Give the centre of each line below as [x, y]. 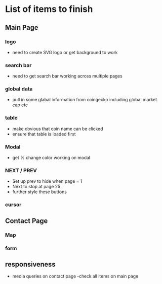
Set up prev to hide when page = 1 [47, 181]
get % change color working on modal [51, 158]
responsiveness [30, 264]
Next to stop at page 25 [36, 187]
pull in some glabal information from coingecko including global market [84, 100]
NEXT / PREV [21, 170]
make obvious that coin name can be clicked [58, 129]
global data [19, 89]
